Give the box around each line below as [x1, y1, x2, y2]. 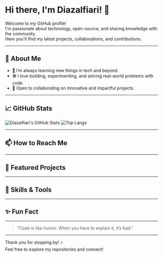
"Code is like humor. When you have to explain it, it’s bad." [16, 225, 133, 231]
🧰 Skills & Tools [5, 186, 52, 194]
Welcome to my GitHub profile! [5, 20, 66, 26]
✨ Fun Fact [5, 207, 39, 216]
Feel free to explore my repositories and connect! [5, 246, 103, 252]
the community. [5, 31, 36, 36]
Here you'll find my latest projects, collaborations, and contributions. [5, 36, 142, 42]
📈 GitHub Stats [5, 104, 52, 113]
